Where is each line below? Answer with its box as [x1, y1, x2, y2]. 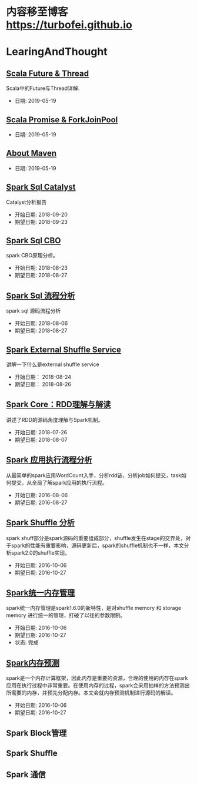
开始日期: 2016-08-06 [14, 491, 68, 498]
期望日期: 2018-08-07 [14, 436, 68, 443]
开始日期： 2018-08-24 [14, 374, 72, 381]
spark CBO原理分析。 [6, 252, 59, 259]
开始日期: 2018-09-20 [14, 211, 68, 218]
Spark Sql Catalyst [6, 182, 76, 192]
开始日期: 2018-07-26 [14, 428, 68, 435]
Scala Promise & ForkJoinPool [6, 115, 118, 125]
